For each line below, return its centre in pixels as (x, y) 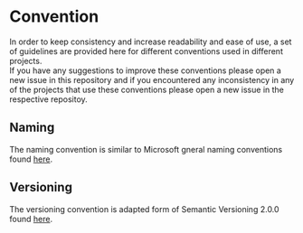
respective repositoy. (48, 99)
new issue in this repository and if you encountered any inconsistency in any (152, 79)
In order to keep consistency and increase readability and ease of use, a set (151, 42)
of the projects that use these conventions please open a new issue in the (147, 89)
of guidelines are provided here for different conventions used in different (146, 51)
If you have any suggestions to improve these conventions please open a (146, 70)
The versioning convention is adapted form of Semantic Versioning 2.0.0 (144, 209)
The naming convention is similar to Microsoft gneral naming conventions (146, 149)
